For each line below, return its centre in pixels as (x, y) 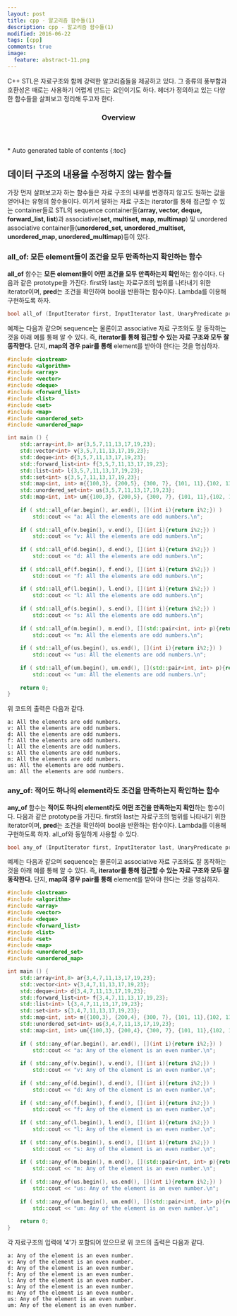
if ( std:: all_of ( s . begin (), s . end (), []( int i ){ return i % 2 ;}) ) (118, 609)
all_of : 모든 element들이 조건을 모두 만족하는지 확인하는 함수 (105, 257)
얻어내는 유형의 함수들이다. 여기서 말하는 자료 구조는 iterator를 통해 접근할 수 (113, 202)
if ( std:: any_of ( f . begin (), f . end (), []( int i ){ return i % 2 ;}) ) (118, 1103)
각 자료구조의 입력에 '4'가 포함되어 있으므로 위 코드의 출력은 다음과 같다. (106, 1242)
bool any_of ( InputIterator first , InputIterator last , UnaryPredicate (115, 847)
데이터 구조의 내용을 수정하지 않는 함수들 (90, 174)
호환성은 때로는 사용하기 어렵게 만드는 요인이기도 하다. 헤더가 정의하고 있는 (110, 90)
